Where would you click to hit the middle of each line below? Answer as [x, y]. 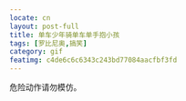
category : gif [36, 52]
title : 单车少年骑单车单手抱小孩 [65, 35]
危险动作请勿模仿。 [46, 87]
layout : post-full [44, 26]
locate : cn [30, 18]
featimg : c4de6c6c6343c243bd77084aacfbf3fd [93, 60]
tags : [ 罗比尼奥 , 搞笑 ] [48, 43]
